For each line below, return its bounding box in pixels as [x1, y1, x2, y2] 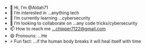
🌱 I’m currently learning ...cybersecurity [9, 15, 90, 21]
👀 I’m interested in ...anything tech [9, 10, 79, 16]
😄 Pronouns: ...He [9, 33, 47, 39]
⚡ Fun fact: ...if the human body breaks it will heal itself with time [9, 38, 142, 44]
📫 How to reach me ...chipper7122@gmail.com [9, 26, 106, 31]
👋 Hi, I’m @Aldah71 [9, 5, 48, 10]
